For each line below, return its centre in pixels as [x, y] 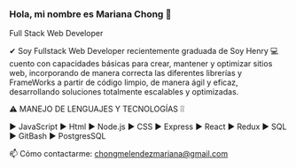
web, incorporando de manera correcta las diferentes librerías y [125, 73]
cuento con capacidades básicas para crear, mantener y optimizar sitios [141, 64]
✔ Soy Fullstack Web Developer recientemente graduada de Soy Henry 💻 [144, 51]
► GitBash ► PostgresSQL [58, 136]
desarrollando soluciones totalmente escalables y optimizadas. [124, 92]
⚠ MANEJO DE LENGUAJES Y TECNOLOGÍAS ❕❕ [97, 109]
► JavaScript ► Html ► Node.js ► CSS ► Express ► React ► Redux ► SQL [148, 126]
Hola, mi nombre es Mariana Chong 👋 [90, 14]
